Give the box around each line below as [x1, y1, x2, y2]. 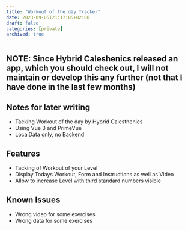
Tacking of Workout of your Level [14, 164, 98, 172]
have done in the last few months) [6, 82, 136, 92]
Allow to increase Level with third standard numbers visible [14, 177, 161, 184]
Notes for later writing [6, 102, 91, 112]
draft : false [6, 20, 39, 26]
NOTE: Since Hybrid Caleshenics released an [6, 54, 178, 64]
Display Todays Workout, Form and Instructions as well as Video [14, 171, 174, 178]
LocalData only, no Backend [14, 131, 85, 138]
